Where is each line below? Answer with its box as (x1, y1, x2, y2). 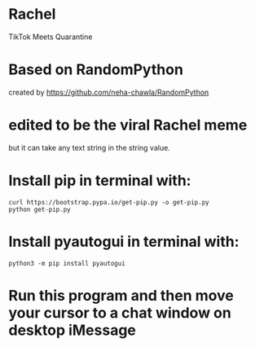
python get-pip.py (8, 205, 71, 213)
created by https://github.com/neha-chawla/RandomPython (8, 87, 209, 97)
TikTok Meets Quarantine (8, 32, 93, 42)
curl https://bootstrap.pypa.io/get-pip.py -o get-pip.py (8, 198, 209, 206)
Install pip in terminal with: (8, 172, 191, 190)
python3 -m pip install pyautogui (8, 259, 126, 267)
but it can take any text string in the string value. (8, 143, 171, 152)
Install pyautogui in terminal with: (8, 232, 240, 251)
